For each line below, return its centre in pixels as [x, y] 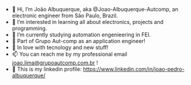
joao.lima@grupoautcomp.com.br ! [55, 63]
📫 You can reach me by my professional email [69, 54]
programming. [29, 28]
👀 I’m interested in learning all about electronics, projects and [88, 22]
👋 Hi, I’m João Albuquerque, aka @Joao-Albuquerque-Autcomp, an [95, 9]
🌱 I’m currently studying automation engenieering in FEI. [81, 35]
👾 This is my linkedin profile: [47, 69]
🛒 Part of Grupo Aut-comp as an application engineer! [78, 41]
